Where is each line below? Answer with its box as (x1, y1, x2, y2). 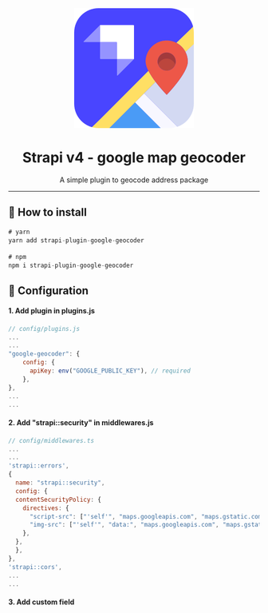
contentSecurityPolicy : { (15, 496, 102, 504)
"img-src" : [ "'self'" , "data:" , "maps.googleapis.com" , (29, 521, 219, 529)
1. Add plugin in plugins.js (8, 306, 96, 316)
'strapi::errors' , (8, 462, 69, 470)
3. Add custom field (8, 597, 75, 607)
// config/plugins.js (8, 324, 81, 332)
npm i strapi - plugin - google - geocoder (8, 261, 134, 270)
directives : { (22, 504, 69, 512)
